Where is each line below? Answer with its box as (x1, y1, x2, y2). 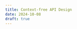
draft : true (5, 16, 30, 21)
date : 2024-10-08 (5, 12, 41, 17)
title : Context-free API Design (5, 7, 72, 12)
